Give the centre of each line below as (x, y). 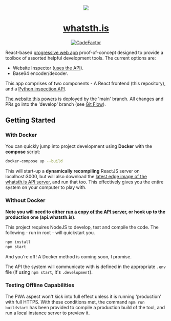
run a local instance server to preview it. (48, 313)
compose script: (23, 152)
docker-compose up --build (34, 161)
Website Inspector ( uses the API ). (48, 68)
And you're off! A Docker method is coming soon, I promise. (69, 256)
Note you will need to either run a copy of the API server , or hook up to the (85, 212)
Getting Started (30, 120)
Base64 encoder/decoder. (40, 73)
